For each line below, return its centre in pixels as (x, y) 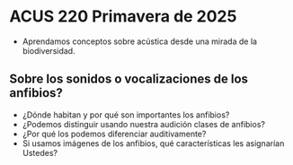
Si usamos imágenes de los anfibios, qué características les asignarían (153, 143)
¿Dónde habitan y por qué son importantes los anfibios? (126, 115)
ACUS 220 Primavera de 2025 (123, 17)
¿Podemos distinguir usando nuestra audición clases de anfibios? (143, 124)
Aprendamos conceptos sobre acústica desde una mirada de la (140, 41)
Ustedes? (40, 152)
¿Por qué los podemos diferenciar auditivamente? (114, 134)
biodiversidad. (49, 50)
